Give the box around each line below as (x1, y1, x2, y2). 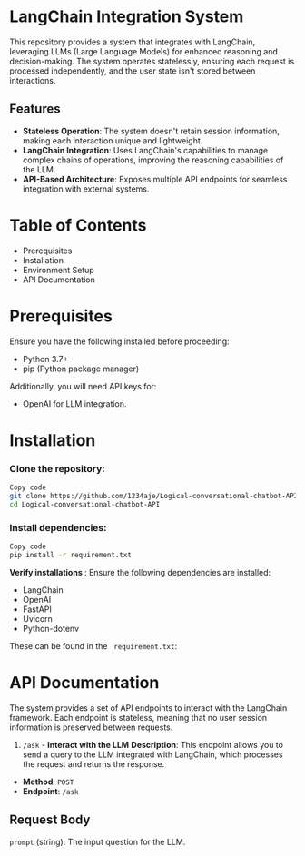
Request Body (9, 812, 91, 828)
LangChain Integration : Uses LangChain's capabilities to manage (22, 144, 269, 155)
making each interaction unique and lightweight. (22, 134, 203, 146)
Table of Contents (9, 215, 147, 235)
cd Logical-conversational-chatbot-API (9, 499, 161, 509)
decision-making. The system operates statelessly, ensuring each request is (9, 55, 295, 66)
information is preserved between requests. (9, 722, 173, 733)
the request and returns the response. (22, 758, 165, 769)
